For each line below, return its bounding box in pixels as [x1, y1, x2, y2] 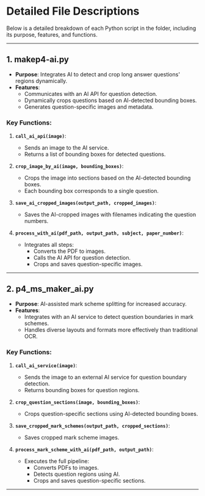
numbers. [24, 217, 49, 225]
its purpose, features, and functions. [6, 31, 98, 38]
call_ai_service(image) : [15, 362, 77, 369]
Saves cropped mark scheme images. [24, 434, 120, 441]
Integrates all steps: [24, 241, 74, 249]
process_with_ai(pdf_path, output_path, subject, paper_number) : [15, 229, 184, 236]
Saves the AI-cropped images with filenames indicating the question [24, 211, 196, 218]
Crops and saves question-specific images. [33, 261, 143, 268]
